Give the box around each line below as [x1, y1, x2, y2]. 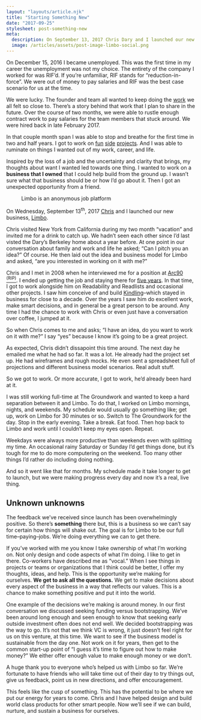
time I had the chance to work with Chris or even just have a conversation [6, 308, 188, 316]
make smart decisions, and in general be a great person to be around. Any [6, 302, 190, 310]
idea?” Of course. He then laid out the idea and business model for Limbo [6, 251, 188, 258]
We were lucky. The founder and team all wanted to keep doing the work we [6, 96, 195, 103]
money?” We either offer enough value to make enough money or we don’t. [6, 652, 192, 659]
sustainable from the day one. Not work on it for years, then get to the [6, 639, 179, 646]
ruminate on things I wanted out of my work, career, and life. [6, 145, 155, 153]
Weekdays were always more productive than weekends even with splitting [6, 437, 192, 444]
